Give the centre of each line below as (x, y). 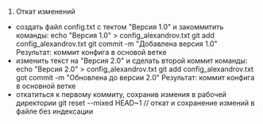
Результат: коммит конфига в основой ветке (91, 52)
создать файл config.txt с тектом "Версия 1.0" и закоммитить (120, 27)
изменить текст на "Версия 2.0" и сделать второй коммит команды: (131, 60)
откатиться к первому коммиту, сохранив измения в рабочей (121, 94)
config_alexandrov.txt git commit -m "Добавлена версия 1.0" (116, 44)
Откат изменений (45, 12)
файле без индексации (54, 111)
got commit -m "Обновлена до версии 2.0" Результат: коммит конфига (135, 77)
